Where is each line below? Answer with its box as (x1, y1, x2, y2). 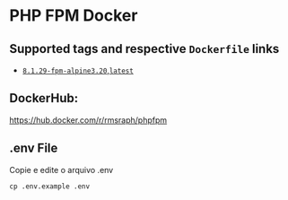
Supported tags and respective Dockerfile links (9, 41, 280, 57)
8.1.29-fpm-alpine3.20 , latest (22, 65, 135, 75)
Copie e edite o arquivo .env (9, 164, 114, 175)
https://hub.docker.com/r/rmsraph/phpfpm (9, 114, 168, 126)
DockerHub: (9, 91, 79, 106)
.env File (9, 141, 58, 156)
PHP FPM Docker (9, 5, 138, 26)
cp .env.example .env (9, 181, 91, 191)
